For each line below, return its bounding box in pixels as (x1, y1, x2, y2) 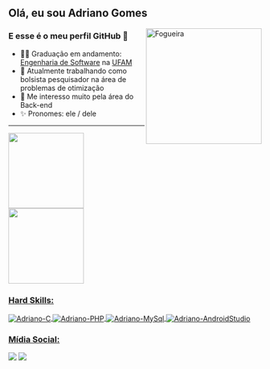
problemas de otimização (19, 83, 104, 92)
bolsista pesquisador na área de (19, 74, 127, 84)
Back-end (19, 100, 53, 109)
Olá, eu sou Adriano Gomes (8, 6, 148, 20)
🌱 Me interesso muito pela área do (19, 92, 134, 101)
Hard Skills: (8, 294, 55, 305)
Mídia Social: (8, 334, 60, 345)
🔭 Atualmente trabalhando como (19, 66, 127, 76)
